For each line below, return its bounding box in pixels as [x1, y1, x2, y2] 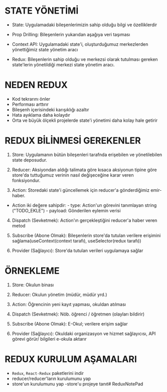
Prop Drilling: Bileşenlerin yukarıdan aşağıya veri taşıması [12, 31, 130, 37]
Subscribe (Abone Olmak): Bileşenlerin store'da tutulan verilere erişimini [12, 232, 161, 239]
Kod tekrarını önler [12, 96, 51, 102]
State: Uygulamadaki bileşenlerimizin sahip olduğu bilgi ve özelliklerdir [12, 22, 157, 28]
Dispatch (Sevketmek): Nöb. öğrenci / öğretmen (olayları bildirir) [12, 311, 145, 317]
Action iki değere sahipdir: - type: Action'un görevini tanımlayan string [12, 202, 157, 208]
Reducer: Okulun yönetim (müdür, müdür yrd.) [12, 291, 107, 297]
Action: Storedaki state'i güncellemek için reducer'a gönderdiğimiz [12, 187, 150, 193]
